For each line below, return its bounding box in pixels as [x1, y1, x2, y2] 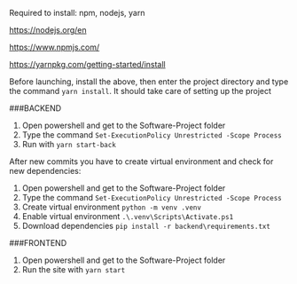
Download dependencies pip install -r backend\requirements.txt [21, 221, 270, 231]
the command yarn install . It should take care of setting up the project [9, 86, 272, 96]
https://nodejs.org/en [9, 25, 87, 35]
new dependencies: [9, 166, 82, 176]
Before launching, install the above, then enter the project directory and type [9, 76, 289, 87]
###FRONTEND [9, 238, 67, 248]
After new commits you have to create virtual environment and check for [9, 156, 274, 167]
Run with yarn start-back [21, 139, 117, 149]
